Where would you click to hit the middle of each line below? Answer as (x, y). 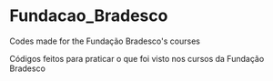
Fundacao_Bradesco (89, 16)
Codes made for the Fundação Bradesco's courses (105, 41)
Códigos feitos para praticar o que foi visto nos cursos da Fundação (137, 58)
